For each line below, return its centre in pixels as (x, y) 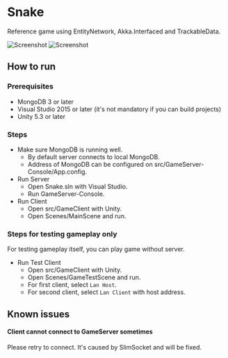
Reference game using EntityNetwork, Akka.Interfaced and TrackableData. (114, 31)
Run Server (33, 179)
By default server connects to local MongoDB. (93, 156)
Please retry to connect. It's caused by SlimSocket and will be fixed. (104, 347)
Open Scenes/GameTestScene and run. (84, 277)
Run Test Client (39, 263)
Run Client (32, 201)
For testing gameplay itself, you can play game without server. (96, 249)
